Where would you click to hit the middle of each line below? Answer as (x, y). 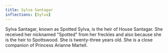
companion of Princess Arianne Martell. (47, 45)
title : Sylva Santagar (29, 10)
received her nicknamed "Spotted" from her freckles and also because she (83, 34)
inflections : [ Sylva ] (28, 15)
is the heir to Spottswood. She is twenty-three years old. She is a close (79, 40)
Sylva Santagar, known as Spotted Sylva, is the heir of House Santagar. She (84, 29)
